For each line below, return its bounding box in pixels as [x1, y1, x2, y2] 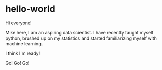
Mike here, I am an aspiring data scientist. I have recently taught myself [5, 29, 154, 36]
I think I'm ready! [5, 50, 40, 56]
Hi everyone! [5, 20, 32, 26]
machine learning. [5, 40, 43, 46]
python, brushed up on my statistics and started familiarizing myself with [5, 35, 157, 41]
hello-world [5, 3, 56, 15]
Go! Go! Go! [5, 60, 30, 66]
